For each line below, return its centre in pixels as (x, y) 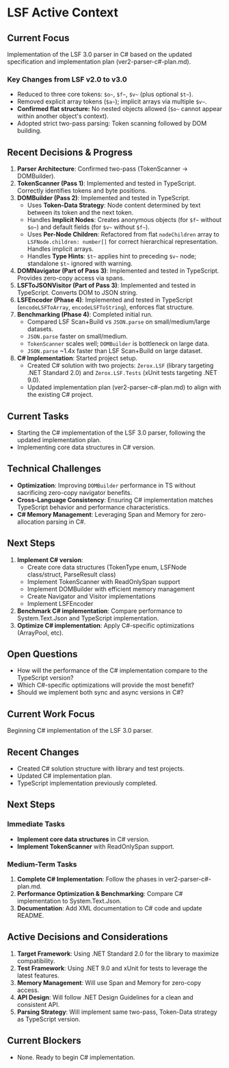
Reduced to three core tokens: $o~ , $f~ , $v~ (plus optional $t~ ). (105, 95)
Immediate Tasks (36, 824)
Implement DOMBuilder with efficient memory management (111, 589)
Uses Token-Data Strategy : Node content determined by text (114, 205)
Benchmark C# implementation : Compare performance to (99, 611)
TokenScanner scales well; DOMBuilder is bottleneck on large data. (118, 343)
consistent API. (38, 1004)
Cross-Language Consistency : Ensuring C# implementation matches (115, 500)
